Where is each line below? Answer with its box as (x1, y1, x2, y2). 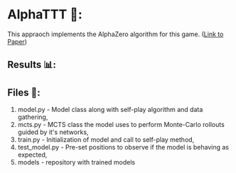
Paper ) (7, 37, 27, 45)
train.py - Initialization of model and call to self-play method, (17, 135, 195, 144)
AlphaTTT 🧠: (7, 6, 83, 23)
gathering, (17, 113, 48, 121)
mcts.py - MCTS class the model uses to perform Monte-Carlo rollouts (17, 121, 225, 129)
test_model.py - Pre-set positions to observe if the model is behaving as (17, 143, 230, 152)
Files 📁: (7, 86, 41, 99)
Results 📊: (7, 59, 57, 71)
